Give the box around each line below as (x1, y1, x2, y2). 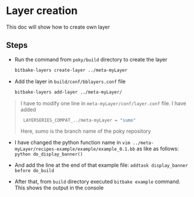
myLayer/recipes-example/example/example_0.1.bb (14, 146, 136, 153)
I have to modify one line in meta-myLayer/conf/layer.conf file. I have (20, 99, 186, 106)
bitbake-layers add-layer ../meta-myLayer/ (14, 89, 123, 95)
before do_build (14, 168, 54, 174)
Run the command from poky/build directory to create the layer (14, 56, 168, 63)
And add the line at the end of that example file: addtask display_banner (14, 162, 188, 169)
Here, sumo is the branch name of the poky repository (20, 127, 151, 135)
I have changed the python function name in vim (14, 139, 130, 146)
